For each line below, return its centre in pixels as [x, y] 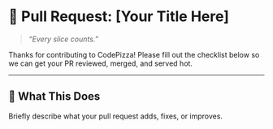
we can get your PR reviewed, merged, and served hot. [101, 63]
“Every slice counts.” [63, 39]
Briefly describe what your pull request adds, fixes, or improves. [116, 116]
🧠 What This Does [54, 97]
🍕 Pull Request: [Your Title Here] [119, 17]
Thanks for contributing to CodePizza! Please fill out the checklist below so [134, 54]
